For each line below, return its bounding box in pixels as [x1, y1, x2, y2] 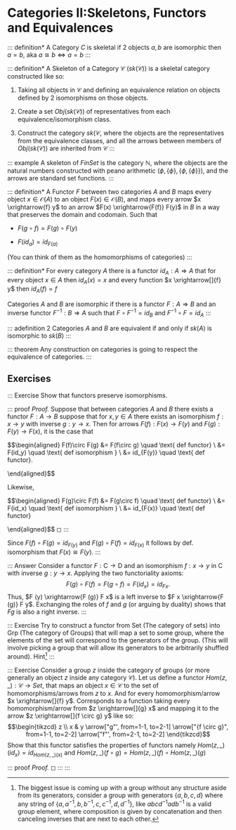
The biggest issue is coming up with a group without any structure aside [17, 784, 227, 792]
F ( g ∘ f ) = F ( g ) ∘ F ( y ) [17, 223, 78, 232]
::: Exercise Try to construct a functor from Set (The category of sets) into [7, 621, 221, 629]
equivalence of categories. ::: [7, 353, 92, 361]
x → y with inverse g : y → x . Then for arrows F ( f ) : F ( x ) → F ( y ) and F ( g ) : [7, 420, 221, 428]
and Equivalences [7, 20, 114, 36]
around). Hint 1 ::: [7, 651, 55, 661]
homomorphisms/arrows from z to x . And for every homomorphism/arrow [7, 689, 221, 697]
